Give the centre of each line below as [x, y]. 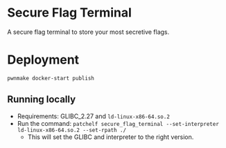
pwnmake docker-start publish [51, 78]
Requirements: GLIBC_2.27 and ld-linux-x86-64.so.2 [93, 116]
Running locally [42, 99]
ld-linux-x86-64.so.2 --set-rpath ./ [72, 130]
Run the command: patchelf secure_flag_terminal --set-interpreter [118, 123]
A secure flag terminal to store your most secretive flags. [88, 32]
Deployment [43, 60]
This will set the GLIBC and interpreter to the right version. [111, 137]
